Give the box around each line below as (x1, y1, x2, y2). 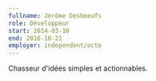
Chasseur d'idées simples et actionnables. (8, 63, 148, 73)
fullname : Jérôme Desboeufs (8, 11, 102, 20)
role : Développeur (8, 19, 70, 27)
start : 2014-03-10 (8, 26, 70, 34)
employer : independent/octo (8, 42, 102, 50)
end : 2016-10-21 (8, 34, 62, 43)
